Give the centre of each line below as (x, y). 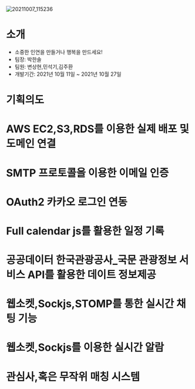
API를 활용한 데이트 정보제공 (92, 275)
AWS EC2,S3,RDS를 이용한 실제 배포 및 (97, 129)
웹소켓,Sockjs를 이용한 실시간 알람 (85, 348)
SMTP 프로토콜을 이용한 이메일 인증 (88, 173)
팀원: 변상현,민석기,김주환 (44, 66)
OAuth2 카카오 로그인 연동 (67, 202)
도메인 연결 (31, 144)
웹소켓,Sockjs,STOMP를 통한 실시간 (90, 304)
